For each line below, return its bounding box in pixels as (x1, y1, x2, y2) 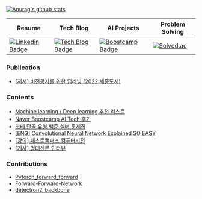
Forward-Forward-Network (14, 180, 82, 187)
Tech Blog (59, 24, 89, 32)
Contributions (6, 160, 48, 168)
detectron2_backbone (14, 186, 70, 193)
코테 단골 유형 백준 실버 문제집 (14, 122, 86, 130)
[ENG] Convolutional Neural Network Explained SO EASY (14, 130, 156, 137)
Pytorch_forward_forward (14, 173, 78, 180)
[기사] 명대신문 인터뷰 (14, 144, 66, 151)
